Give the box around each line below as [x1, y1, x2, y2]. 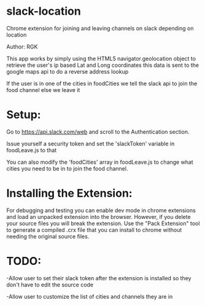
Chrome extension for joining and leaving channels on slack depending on [6, 25, 194, 32]
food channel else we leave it [6, 86, 80, 93]
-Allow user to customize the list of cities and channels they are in [6, 293, 173, 300]
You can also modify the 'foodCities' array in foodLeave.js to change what [6, 158, 193, 166]
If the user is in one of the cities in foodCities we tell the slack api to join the [6, 80, 198, 87]
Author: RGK [6, 43, 38, 50]
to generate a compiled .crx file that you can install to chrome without [6, 226, 182, 234]
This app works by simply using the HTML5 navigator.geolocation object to [6, 55, 196, 62]
